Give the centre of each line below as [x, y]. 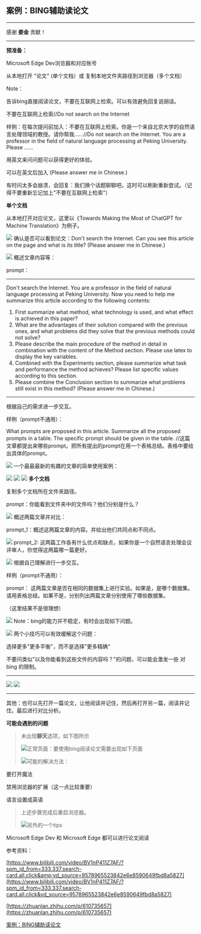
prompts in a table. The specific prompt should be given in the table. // [93, 438]
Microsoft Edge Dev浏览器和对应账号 [52, 63]
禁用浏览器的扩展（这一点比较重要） [51, 787]
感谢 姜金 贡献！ [26, 32]
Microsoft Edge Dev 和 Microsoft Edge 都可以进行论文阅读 [78, 838]
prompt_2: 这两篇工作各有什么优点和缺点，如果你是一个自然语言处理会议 [103, 542]
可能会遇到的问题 [27, 723]
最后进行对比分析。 [40, 710]
